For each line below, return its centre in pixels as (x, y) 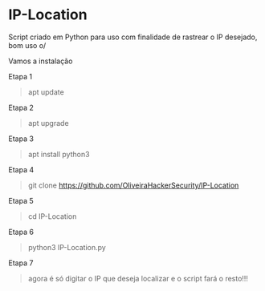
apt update (46, 92)
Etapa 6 (21, 232)
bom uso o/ (27, 45)
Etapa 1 (20, 76)
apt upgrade (49, 123)
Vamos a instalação (41, 61)
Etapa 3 (21, 139)
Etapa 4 (21, 169)
